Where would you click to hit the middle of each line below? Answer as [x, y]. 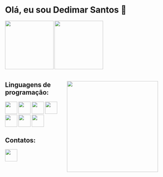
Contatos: [20, 140]
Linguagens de [28, 85]
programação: [27, 92]
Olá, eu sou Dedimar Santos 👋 [66, 10]
